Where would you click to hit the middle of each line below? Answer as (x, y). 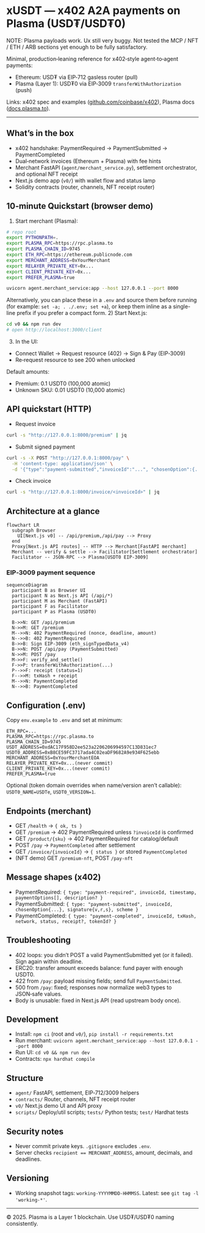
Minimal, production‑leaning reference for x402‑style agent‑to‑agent (92, 59)
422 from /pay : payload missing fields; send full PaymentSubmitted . (98, 981)
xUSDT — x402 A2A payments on (93, 11)
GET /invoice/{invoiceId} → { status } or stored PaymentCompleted (101, 852)
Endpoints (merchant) (49, 811)
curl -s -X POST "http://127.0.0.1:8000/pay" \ (68, 458)
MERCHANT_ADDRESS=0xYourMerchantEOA (53, 758)
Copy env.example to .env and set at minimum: (65, 720)
